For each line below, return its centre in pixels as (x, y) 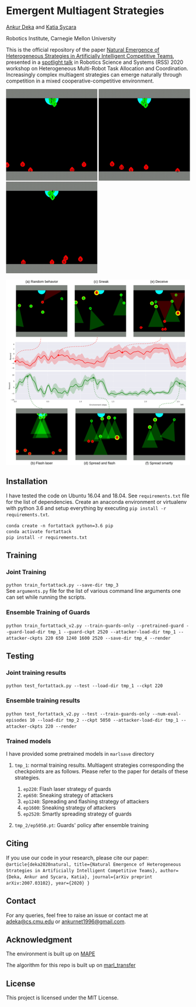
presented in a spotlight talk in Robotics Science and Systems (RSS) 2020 (95, 62)
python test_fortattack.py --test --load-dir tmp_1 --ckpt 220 (85, 686)
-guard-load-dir (26, 632)
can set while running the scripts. (46, 597)
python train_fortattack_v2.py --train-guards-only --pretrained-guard (95, 626)
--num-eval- (167, 714)
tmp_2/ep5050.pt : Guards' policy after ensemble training (81, 825)
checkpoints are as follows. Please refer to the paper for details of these (101, 771)
